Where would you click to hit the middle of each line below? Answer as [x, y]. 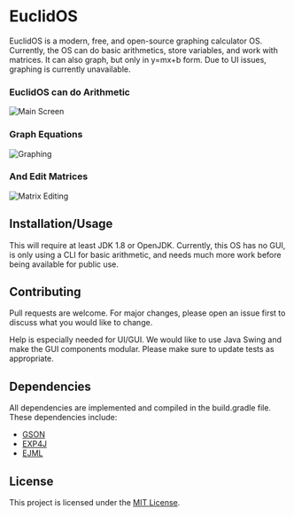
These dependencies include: [63, 418]
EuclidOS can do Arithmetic [70, 92]
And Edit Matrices [49, 176]
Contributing [45, 292]
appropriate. [32, 359]
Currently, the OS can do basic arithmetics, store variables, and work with [144, 50]
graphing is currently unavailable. [70, 69]
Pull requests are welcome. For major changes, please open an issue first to [147, 313]
